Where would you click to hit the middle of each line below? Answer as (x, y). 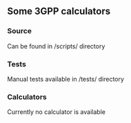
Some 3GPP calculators (59, 11)
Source (20, 31)
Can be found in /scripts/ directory (56, 46)
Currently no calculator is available (56, 112)
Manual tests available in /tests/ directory (65, 79)
